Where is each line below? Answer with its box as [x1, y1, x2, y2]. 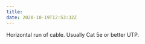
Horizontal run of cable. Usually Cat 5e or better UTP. [6, 31, 140, 38]
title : [6, 8, 23, 15]
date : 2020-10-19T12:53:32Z [6, 14, 77, 20]
